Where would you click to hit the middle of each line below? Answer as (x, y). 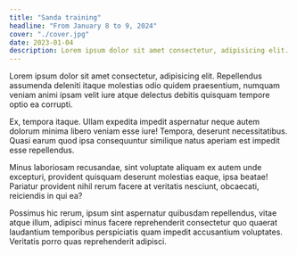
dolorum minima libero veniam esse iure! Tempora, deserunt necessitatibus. (148, 131)
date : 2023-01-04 (41, 42)
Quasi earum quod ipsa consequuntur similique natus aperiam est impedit (145, 141)
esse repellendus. (42, 150)
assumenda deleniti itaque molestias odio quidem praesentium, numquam (145, 86)
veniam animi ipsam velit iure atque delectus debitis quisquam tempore (140, 95)
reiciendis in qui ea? (46, 196)
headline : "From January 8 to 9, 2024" (83, 26)
